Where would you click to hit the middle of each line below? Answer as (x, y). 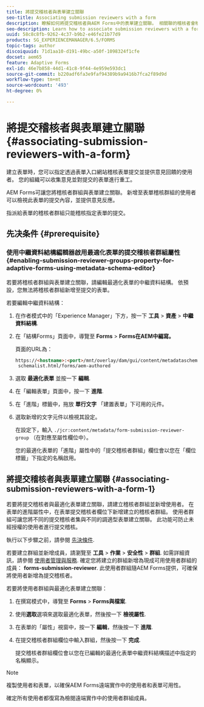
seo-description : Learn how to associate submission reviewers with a (97, 29)
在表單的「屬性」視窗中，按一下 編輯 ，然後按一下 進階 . (84, 627)
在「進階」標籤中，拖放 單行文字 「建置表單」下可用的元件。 (91, 404)
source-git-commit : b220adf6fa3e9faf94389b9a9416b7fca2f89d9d (87, 74)
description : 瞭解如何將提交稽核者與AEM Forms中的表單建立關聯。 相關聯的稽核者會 (101, 23)
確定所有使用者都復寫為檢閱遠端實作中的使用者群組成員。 (78, 698)
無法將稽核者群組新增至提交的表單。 (67, 289)
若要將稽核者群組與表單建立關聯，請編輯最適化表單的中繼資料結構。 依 (95, 282)
